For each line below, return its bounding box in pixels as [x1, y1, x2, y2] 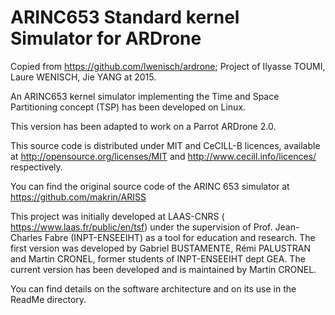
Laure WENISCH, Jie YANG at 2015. [10, 71, 157, 83]
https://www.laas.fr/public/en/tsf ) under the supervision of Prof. [10, 221, 273, 233]
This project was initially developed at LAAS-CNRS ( [10, 210, 225, 222]
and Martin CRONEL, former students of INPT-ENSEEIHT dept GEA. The [10, 252, 306, 265]
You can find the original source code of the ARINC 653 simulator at [10, 180, 290, 192]
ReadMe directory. [10, 293, 87, 305]
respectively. [10, 161, 63, 173]
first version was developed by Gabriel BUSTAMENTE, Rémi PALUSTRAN [10, 242, 311, 254]
